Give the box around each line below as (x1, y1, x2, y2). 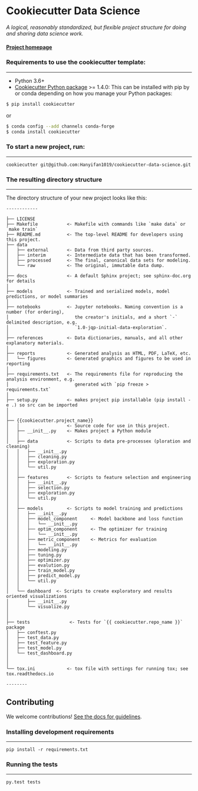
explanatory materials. (6, 340, 65, 346)
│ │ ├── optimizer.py (6, 557, 70, 564)
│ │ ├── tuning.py (6, 552, 62, 558)
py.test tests (6, 779, 41, 785)
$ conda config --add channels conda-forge (6, 123, 115, 129)
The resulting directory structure (6, 175, 103, 184)
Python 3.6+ (14, 77, 45, 84)
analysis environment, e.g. (6, 376, 75, 382)
